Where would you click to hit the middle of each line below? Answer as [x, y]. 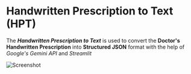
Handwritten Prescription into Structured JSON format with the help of [95, 47]
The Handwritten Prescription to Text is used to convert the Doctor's [93, 40]
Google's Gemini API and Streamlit [49, 53]
